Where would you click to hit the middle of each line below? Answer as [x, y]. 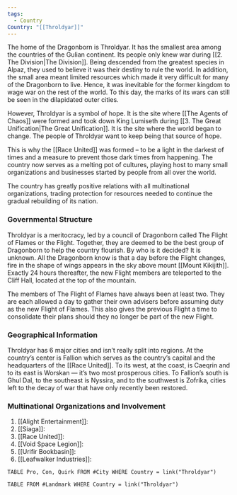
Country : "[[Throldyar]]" [45, 27]
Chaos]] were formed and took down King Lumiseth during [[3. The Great [114, 121]
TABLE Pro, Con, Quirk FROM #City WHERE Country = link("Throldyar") [112, 472]
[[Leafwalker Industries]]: [54, 459]
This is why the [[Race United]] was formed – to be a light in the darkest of [116, 150]
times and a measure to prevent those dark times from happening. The [110, 157]
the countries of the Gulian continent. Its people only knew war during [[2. [115, 55]
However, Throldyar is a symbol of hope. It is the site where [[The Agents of [118, 113]
